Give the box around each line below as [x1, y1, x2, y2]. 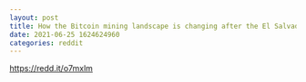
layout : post [9, 13, 59, 23]
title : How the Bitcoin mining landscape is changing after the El [9, 22, 271, 31]
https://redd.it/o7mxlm [9, 63, 94, 74]
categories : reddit [9, 38, 84, 48]
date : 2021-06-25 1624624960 [9, 30, 120, 39]
